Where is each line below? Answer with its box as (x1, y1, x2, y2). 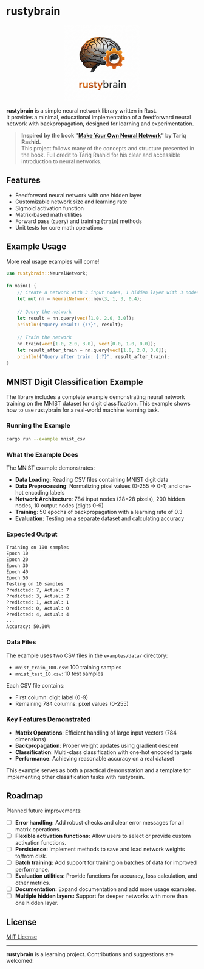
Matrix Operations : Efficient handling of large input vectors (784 (15, 729, 177, 736)
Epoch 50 (6, 575, 29, 581)
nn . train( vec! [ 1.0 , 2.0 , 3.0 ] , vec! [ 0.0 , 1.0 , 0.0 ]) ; (17, 341, 156, 347)
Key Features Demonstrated (6, 715, 91, 724)
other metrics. (15, 879, 50, 886)
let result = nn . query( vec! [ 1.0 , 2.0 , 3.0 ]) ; (17, 315, 135, 321)
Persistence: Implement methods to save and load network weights (15, 845, 185, 853)
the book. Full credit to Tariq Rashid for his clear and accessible (21, 151, 180, 158)
